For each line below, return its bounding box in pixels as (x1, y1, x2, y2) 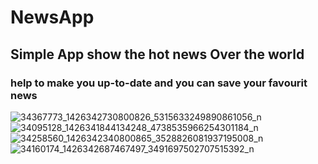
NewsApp (10, 6, 95, 29)
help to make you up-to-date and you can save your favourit (10, 76, 308, 90)
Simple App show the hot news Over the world (10, 46, 305, 63)
